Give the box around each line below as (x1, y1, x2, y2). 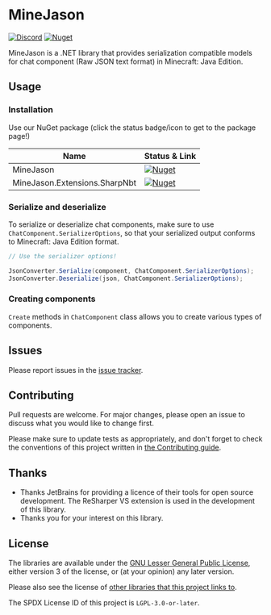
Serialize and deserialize (8, 201, 106, 212)
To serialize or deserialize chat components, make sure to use (8, 220, 215, 229)
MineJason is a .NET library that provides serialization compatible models (8, 48, 252, 57)
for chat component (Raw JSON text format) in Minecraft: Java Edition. (8, 56, 244, 66)
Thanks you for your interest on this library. (19, 513, 164, 523)
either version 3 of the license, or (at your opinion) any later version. (8, 567, 235, 576)
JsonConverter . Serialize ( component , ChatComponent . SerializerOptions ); (8, 266, 254, 275)
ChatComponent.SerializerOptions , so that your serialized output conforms (8, 228, 256, 237)
